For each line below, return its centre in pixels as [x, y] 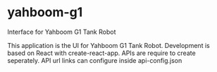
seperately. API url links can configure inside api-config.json [95, 60]
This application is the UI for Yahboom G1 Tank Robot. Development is [108, 45]
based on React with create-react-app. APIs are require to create [101, 53]
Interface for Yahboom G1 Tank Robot [62, 32]
